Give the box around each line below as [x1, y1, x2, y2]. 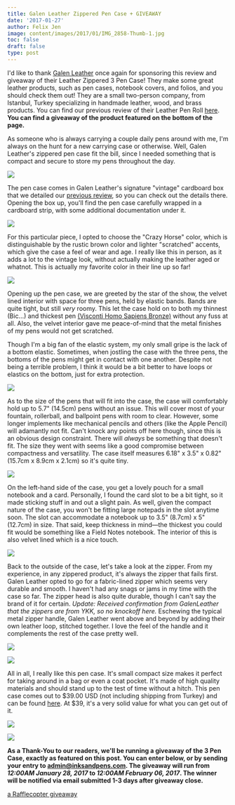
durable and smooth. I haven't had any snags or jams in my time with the [7, 584, 217, 593]
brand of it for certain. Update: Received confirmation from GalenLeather [7, 599, 219, 608]
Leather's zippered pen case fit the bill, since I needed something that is [7, 149, 216, 158]
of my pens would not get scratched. [7, 326, 114, 335]
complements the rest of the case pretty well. [7, 629, 139, 637]
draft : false [7, 43, 46, 50]
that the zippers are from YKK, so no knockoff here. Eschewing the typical [7, 606, 222, 615]
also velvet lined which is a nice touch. [7, 535, 119, 544]
